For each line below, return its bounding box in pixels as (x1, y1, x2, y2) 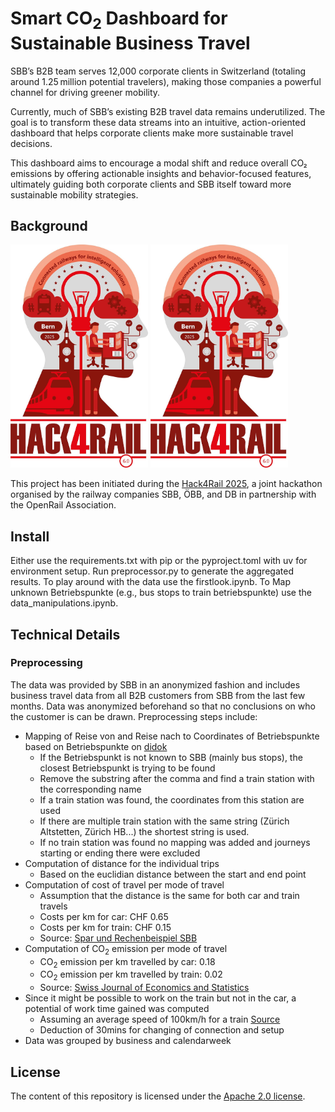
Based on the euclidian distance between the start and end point (39, 868, 307, 880)
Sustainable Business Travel (10, 32, 251, 54)
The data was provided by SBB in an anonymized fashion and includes (10, 678, 301, 691)
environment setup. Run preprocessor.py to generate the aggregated (10, 565, 294, 577)
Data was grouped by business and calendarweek (24, 1035, 232, 1047)
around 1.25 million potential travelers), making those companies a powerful (10, 75, 322, 87)
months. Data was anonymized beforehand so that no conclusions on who (10, 700, 316, 712)
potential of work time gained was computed (24, 1003, 210, 1015)
